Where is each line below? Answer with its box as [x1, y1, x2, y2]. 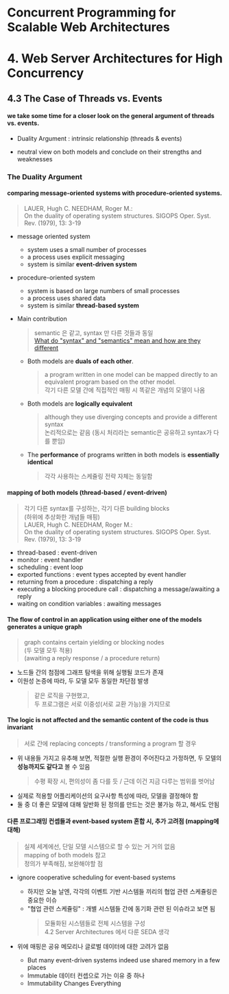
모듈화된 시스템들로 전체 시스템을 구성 [44, 918, 146, 927]
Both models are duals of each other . [27, 357, 134, 365]
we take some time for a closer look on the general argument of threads [7, 112, 215, 120]
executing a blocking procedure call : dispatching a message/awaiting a [16, 585, 220, 593]
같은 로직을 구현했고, [34, 691, 90, 700]
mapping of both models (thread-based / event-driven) [7, 488, 168, 496]
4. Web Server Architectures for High [7, 51, 223, 67]
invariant [7, 723, 34, 732]
